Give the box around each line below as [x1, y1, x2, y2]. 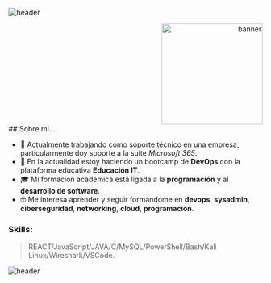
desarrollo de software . [19, 186, 101, 195]
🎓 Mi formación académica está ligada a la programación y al [19, 174, 229, 184]
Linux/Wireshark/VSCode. [27, 251, 115, 260]
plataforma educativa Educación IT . [19, 165, 140, 175]
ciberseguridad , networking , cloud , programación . [19, 204, 194, 213]
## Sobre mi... [8, 124, 56, 133]
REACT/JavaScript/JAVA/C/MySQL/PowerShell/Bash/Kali [27, 242, 217, 252]
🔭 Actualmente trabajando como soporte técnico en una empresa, [19, 139, 240, 149]
